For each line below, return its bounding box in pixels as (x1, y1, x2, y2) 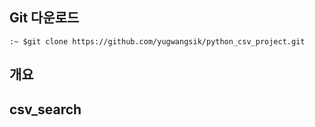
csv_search (9, 101, 82, 118)
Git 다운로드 (9, 9, 80, 27)
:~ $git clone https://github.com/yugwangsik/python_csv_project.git (9, 36, 306, 47)
